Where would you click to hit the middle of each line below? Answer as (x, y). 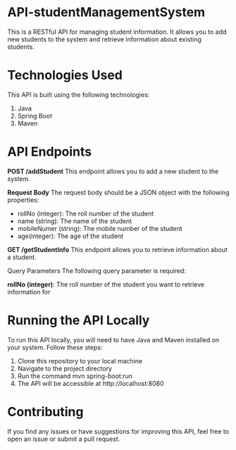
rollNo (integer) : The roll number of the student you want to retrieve (106, 284)
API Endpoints (50, 152)
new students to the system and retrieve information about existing (105, 39)
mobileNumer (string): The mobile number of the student (100, 228)
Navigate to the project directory (65, 368)
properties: (23, 200)
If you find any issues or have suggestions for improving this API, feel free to (118, 431)
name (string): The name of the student (75, 221)
